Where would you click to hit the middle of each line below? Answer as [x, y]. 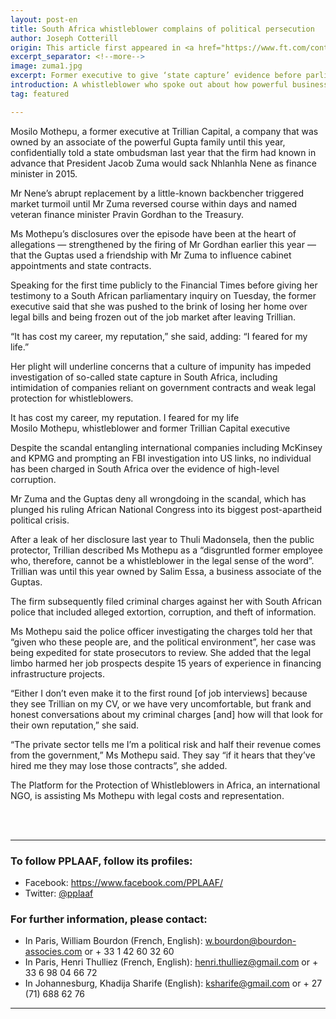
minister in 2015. [44, 173]
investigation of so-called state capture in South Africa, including [144, 377]
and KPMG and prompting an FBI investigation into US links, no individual [161, 458]
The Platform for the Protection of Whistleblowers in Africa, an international [165, 785]
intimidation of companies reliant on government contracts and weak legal [163, 387]
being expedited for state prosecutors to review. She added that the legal [161, 652]
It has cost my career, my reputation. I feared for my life [125, 417]
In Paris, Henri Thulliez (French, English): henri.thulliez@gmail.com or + [171, 962]
